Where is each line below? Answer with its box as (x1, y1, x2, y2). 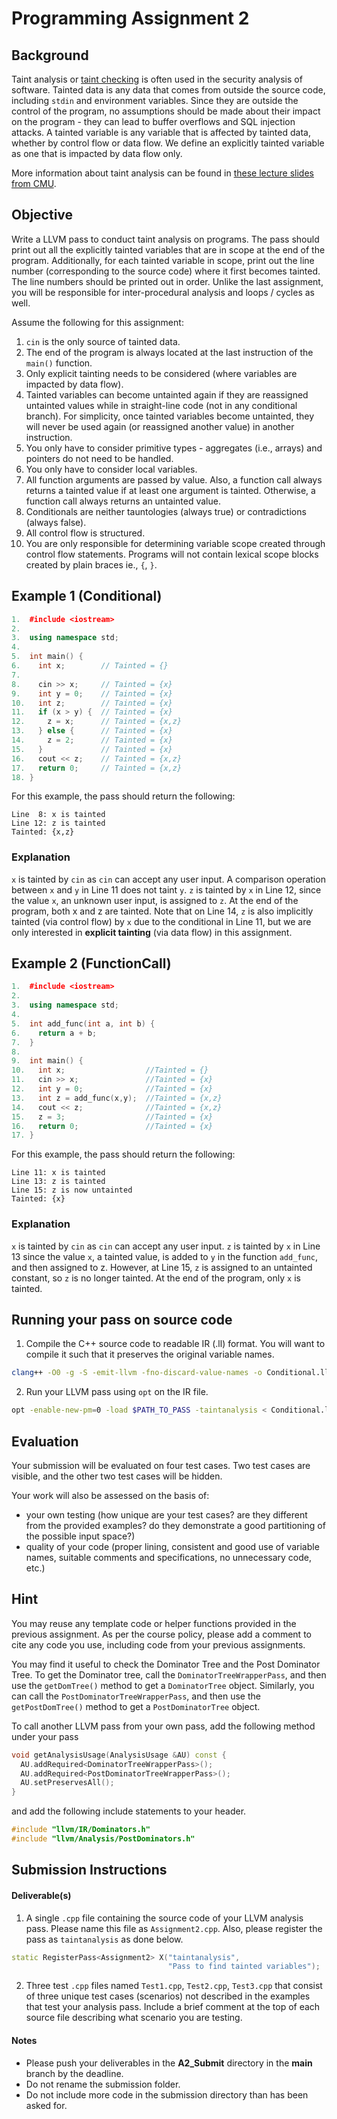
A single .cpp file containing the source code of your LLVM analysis (25, 1912, 304, 1924)
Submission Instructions (11, 1862, 168, 1879)
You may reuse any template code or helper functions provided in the (11, 1617, 297, 1629)
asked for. (25, 2099, 68, 2111)
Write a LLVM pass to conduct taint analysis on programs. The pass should (11, 233, 320, 245)
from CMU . (11, 178, 57, 189)
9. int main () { (11, 1056, 84, 1066)
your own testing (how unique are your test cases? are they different (25, 1509, 308, 1521)
